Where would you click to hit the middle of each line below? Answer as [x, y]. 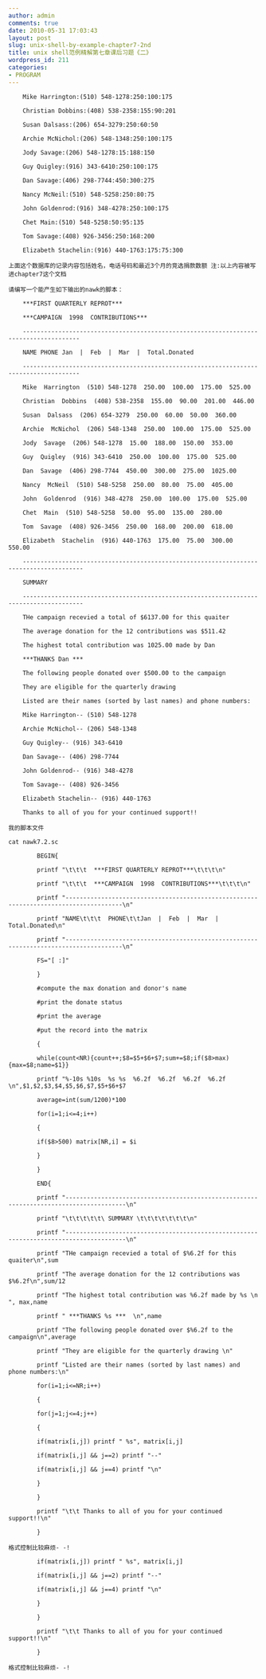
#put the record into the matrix [92, 1030]
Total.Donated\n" [37, 925]
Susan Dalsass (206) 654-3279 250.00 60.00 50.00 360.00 [130, 415]
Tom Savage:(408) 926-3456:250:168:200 [89, 236]
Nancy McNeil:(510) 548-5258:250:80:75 [89, 194]
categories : [28, 68]
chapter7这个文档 [40, 274]
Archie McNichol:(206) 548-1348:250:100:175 [98, 139]
